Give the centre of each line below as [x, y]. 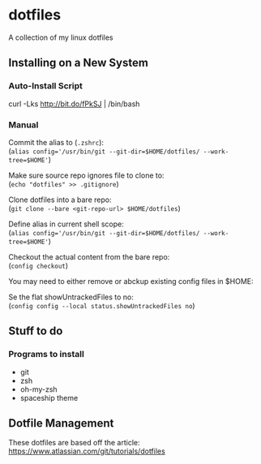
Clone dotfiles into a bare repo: [60, 200]
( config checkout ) [39, 265]
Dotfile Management [61, 423]
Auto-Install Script [45, 86]
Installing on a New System [78, 63]
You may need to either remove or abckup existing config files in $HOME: [131, 281]
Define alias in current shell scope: [66, 224]
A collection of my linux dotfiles [61, 37]
